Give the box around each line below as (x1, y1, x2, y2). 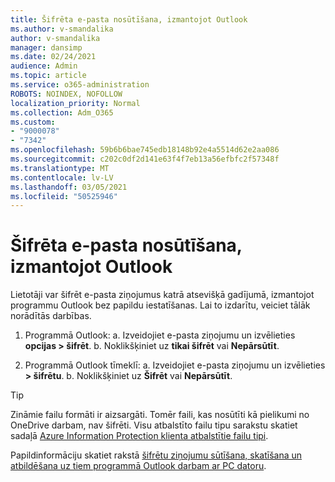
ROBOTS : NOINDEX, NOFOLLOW (10, 89, 123, 99)
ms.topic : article (10, 71, 87, 81)
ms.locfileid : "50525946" (10, 191, 118, 201)
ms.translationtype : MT (10, 163, 110, 173)
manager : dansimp (10, 42, 83, 53)
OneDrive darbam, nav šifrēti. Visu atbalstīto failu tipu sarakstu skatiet (10, 419, 298, 431)
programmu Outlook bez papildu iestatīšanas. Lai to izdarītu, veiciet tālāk (10, 299, 311, 311)
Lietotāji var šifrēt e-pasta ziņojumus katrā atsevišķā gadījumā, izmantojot (10, 289, 315, 301)
